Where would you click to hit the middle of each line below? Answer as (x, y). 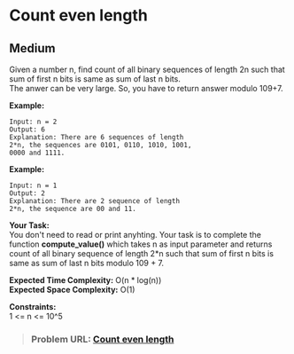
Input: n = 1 (33, 185)
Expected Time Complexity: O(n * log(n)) (85, 280)
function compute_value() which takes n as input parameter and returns (141, 244)
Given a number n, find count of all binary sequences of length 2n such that (147, 69)
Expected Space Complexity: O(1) (72, 290)
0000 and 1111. (37, 153)
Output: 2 (27, 193)
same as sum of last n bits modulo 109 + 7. (87, 263)
